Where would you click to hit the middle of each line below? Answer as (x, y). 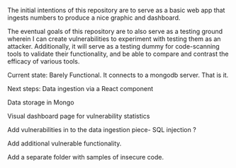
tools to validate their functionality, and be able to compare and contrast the (118, 54)
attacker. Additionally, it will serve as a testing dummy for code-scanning (113, 46)
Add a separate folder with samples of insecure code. (86, 157)
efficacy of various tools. (44, 61)
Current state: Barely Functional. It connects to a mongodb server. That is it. (118, 75)
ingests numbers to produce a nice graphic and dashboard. (94, 18)
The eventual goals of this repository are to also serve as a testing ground (115, 31)
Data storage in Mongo (41, 102)
